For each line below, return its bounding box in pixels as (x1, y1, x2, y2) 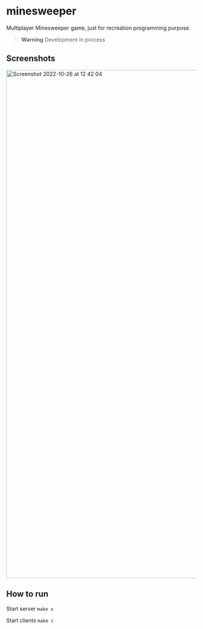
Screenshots (6, 53, 56, 64)
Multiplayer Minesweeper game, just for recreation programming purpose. (6, 24, 191, 31)
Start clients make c (6, 616, 54, 624)
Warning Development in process (21, 36, 106, 43)
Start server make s (6, 605, 54, 612)
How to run (6, 589, 49, 599)
